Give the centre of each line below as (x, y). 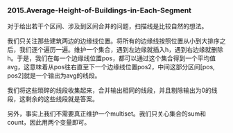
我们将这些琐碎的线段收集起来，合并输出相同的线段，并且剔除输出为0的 (109, 90)
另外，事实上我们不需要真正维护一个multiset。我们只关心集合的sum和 (107, 114)
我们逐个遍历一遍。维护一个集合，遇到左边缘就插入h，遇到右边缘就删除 (121, 50)
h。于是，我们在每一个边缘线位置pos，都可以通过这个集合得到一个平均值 (112, 58)
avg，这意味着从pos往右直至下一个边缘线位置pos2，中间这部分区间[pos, (111, 67)
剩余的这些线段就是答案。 (62, 99)
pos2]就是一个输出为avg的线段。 (54, 76)
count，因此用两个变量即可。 (49, 123)
